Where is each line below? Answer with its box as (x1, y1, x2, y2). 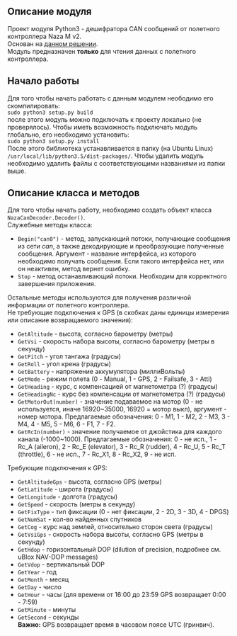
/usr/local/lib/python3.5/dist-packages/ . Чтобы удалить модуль (7, 152, 204, 160)
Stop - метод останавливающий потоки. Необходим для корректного (17, 272, 228, 280)
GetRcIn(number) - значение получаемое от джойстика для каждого (17, 428, 222, 436)
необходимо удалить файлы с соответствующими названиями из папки (7, 159, 226, 167)
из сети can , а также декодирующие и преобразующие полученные (17, 242, 224, 251)
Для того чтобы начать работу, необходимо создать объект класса (7, 205, 212, 215)
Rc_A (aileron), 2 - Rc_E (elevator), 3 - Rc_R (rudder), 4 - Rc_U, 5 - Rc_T (17, 443, 226, 451)
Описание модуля (7, 6, 92, 18)
